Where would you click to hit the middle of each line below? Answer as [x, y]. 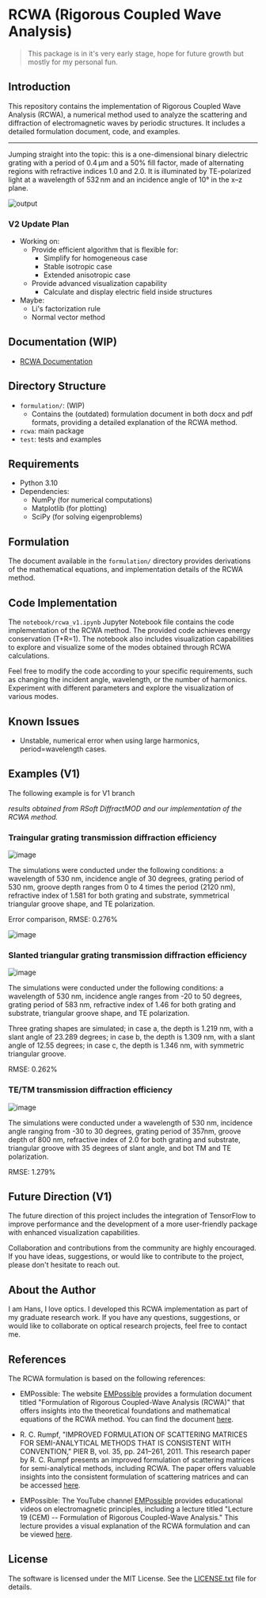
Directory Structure [57, 386]
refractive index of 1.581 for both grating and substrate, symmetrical [119, 896]
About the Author [52, 1289]
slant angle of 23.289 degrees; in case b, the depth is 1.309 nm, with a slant [132, 1037]
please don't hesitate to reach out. [64, 1265]
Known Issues [44, 722]
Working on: [40, 241]
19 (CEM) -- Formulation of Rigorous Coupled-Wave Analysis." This [129, 1518]
